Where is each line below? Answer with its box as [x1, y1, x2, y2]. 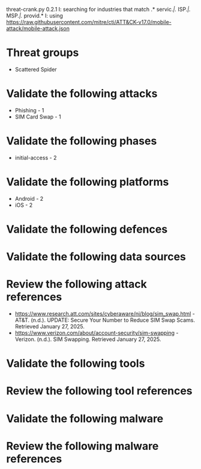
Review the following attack [6, 277, 147, 291]
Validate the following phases [6, 134, 157, 148]
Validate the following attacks [6, 87, 158, 100]
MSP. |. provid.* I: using [6, 12, 63, 19]
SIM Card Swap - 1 [14, 113, 61, 120]
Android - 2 [14, 195, 44, 202]
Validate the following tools [6, 357, 145, 370]
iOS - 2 [14, 201, 33, 209]
